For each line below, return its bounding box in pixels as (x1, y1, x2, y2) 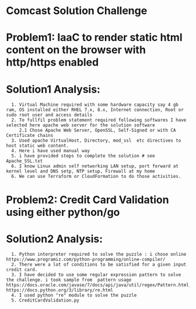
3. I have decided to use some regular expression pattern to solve (11, 272, 181, 278)
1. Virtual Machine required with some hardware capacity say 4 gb (11, 102, 179, 108)
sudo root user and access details (6, 112, 93, 118)
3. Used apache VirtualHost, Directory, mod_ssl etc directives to (11, 138, 181, 144)
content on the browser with (6, 43, 146, 57)
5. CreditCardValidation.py (11, 297, 80, 304)
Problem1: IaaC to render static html (6, 31, 183, 44)
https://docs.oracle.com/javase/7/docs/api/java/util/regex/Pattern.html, (6, 282, 192, 288)
